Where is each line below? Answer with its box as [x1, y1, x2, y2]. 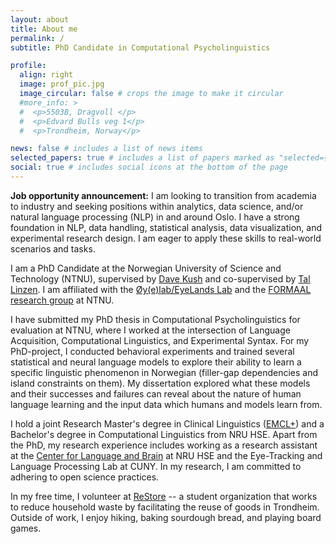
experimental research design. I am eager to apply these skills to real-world [10, 232, 322, 244]
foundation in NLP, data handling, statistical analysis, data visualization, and [10, 221, 322, 233]
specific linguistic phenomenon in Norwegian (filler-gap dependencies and [10, 366, 319, 378]
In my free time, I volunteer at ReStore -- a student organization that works [10, 490, 318, 502]
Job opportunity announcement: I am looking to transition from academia [10, 189, 317, 201]
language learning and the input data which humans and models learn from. [10, 398, 323, 410]
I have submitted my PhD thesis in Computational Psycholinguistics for [10, 313, 301, 325]
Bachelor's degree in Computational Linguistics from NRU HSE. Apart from [10, 428, 318, 440]
